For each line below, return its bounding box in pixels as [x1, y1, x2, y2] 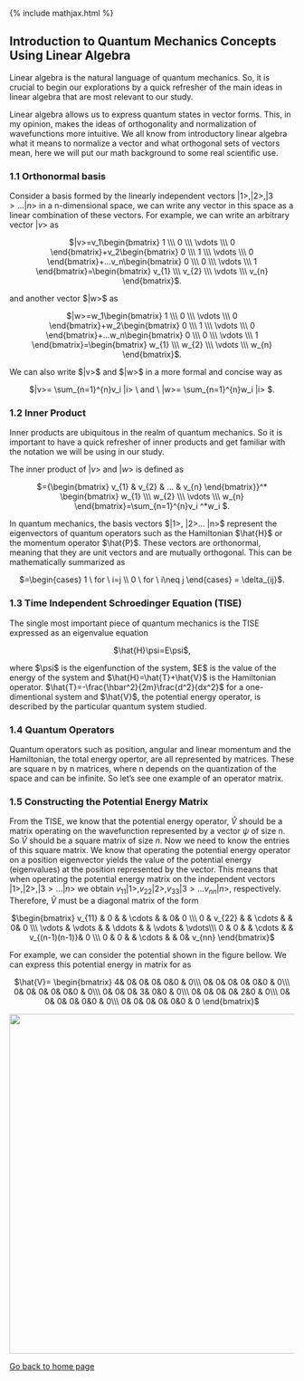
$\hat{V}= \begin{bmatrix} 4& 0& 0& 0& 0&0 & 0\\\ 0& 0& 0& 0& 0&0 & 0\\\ [14, 977, 290, 988]
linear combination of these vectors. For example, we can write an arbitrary [9, 210, 290, 221]
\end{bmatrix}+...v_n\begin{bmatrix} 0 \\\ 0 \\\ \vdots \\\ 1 [46, 256, 258, 267]
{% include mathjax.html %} [9, 8, 114, 18]
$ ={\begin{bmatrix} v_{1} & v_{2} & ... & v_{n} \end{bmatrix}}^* [36, 482, 268, 493]
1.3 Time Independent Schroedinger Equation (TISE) [9, 597, 242, 609]
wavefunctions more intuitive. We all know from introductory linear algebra [9, 128, 288, 139]
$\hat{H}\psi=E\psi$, [112, 645, 192, 656]
